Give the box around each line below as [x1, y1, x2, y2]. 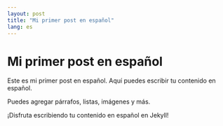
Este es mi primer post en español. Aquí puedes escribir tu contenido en [7, 76, 216, 85]
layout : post [7, 10, 46, 17]
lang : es [7, 23, 33, 30]
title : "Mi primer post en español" [7, 17, 114, 24]
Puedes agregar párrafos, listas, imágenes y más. [7, 97, 151, 106]
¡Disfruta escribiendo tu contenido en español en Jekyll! [7, 111, 169, 120]
